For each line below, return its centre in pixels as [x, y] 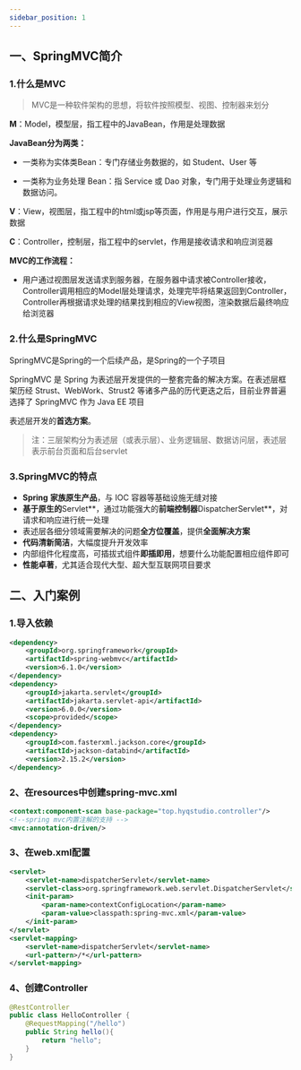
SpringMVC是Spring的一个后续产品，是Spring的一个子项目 [117, 360]
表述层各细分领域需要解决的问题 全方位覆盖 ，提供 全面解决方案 [136, 531]
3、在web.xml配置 [50, 852]
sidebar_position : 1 [48, 17]
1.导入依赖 [31, 624]
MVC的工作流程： [43, 261]
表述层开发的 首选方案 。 [52, 420]
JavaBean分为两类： [48, 143]
